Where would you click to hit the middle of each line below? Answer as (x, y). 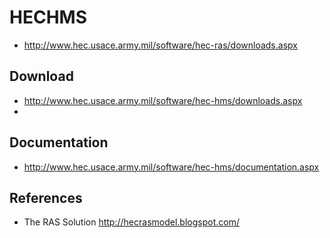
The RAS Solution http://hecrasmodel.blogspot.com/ (131, 222)
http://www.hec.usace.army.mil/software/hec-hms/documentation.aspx (171, 167)
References (46, 197)
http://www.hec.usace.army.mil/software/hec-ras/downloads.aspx (160, 45)
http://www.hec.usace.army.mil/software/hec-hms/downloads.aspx (163, 100)
